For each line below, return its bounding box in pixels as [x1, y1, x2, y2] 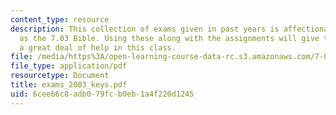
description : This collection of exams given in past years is [10, 24, 280, 34]
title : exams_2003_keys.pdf [10, 80, 128, 90]
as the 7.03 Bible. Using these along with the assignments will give [19, 33, 320, 43]
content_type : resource [10, 14, 110, 25]
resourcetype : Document [10, 71, 110, 81]
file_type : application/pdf [10, 61, 128, 71]
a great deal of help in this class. [19, 42, 177, 53]
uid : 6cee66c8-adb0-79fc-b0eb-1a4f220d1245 [10, 89, 195, 99]
